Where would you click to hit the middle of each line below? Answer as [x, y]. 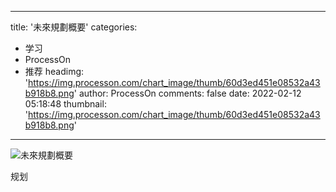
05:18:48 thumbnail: [65, 104]
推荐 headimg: [54, 71]
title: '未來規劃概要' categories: [74, 27]
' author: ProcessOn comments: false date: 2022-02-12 [187, 93]
